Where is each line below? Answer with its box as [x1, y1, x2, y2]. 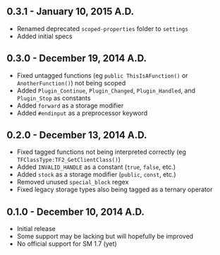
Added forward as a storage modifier [16, 101, 124, 109]
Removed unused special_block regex [16, 178, 129, 186]
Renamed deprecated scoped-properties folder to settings [16, 24, 188, 32]
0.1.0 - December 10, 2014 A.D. [6, 206, 145, 218]
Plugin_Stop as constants [16, 93, 91, 102]
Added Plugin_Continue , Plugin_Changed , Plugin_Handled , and [16, 86, 195, 95]
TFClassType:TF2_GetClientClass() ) [16, 155, 121, 164]
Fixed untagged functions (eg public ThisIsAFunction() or [16, 71, 188, 80]
